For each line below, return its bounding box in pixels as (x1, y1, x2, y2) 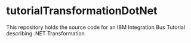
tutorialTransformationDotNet (6, 4, 158, 18)
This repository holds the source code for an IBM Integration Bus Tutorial (6, 24, 186, 31)
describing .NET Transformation (6, 29, 85, 37)
